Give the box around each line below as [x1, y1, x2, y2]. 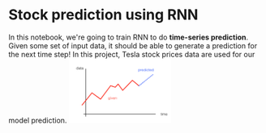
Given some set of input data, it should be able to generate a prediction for [8, 40, 258, 50]
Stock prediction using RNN [8, 6, 199, 24]
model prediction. [8, 115, 67, 125]
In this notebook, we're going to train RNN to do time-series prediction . [8, 32, 249, 42]
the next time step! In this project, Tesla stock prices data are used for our [8, 49, 255, 59]
